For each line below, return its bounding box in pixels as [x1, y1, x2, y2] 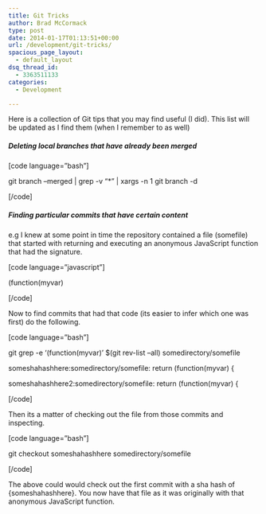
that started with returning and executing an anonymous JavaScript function [8, 239, 259, 248]
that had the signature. [8, 247, 83, 257]
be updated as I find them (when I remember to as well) [8, 123, 190, 132]
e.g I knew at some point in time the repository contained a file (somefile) [8, 230, 248, 239]
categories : [8, 78, 48, 86]
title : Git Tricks [8, 11, 69, 20]
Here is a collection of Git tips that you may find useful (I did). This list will [8, 115, 249, 124]
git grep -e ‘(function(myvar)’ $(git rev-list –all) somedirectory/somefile [8, 348, 241, 358]
